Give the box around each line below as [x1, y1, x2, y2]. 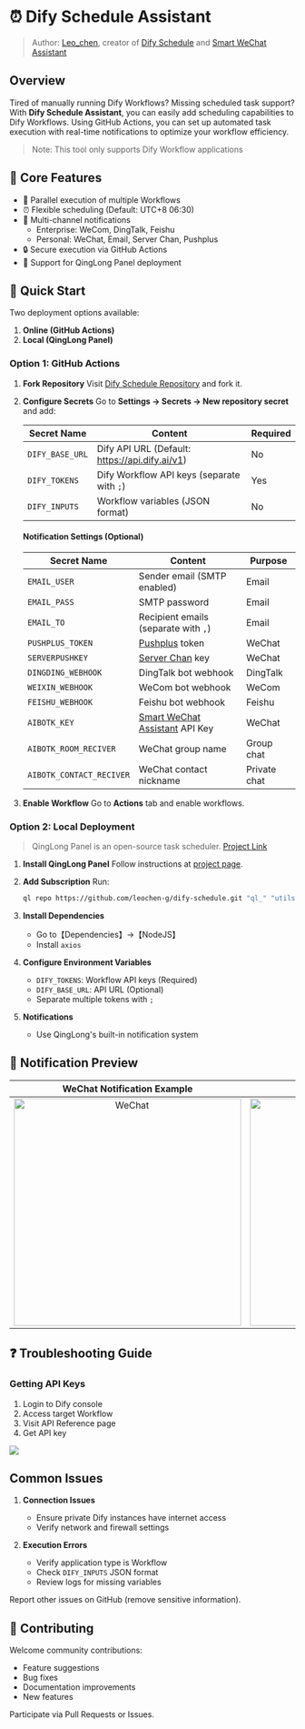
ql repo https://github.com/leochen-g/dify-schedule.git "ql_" [22, 894, 268, 903]
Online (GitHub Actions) [22, 325, 115, 336]
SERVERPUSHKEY [26, 652, 89, 663]
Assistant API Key [138, 721, 214, 734]
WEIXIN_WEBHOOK [26, 682, 93, 692]
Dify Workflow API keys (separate [96, 468, 241, 481]
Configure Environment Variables [22, 957, 152, 968]
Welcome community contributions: [9, 1644, 143, 1656]
